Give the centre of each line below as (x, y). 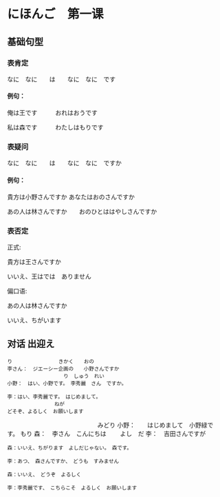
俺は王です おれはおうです (52, 113)
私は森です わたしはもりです (55, 127)
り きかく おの (51, 362)
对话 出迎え (31, 344)
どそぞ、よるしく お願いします (45, 411)
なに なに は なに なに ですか (64, 163)
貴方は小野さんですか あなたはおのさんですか (71, 197)
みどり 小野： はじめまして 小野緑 (152, 425)
